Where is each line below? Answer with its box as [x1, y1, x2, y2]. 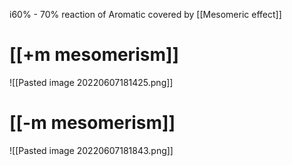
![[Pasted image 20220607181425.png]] [9, 76, 174, 88]
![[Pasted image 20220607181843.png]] [9, 144, 174, 156]
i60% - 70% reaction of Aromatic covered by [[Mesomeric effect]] [9, 9, 282, 20]
